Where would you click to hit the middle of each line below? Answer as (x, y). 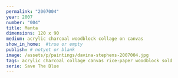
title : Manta (22, 28)
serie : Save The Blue (33, 66)
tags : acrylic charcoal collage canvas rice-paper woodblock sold (89, 60)
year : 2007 (19, 17)
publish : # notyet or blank (41, 50)
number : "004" (24, 22)
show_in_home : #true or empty (44, 45)
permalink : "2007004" (33, 11)
